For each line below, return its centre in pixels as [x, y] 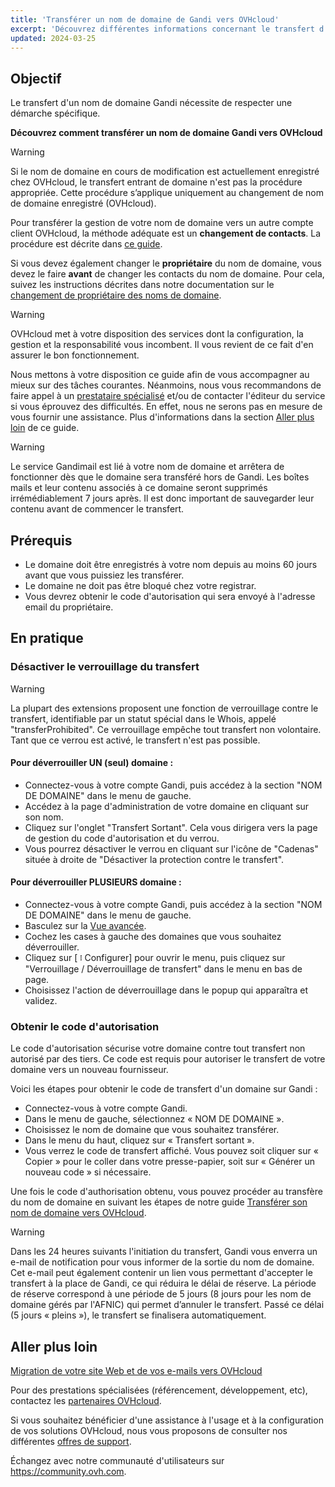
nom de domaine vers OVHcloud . [78, 1213]
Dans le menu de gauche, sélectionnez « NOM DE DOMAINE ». [154, 1119]
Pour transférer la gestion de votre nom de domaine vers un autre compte [162, 223]
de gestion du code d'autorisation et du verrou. [122, 838]
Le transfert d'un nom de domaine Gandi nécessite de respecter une [151, 103]
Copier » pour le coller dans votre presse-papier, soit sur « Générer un [169, 1162]
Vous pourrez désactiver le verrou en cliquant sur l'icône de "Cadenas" [171, 848]
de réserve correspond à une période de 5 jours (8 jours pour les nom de [161, 1294]
